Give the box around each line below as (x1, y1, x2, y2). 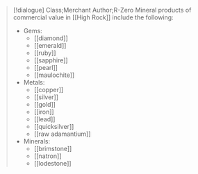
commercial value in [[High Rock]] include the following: (13, 13, 174, 21)
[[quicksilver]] (33, 123, 74, 130)
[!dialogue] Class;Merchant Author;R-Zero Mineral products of (13, 6, 192, 14)
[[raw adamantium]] (33, 130, 91, 138)
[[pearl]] (33, 64, 58, 71)
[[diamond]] (33, 34, 68, 42)
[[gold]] (33, 101, 56, 108)
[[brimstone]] (33, 145, 72, 153)
